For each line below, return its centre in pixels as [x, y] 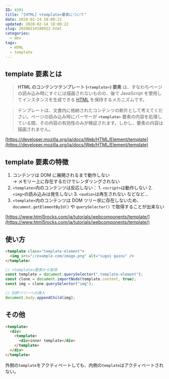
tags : [11, 43]
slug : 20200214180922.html [34, 29]
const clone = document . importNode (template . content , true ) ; [71, 279]
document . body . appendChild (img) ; [40, 298]
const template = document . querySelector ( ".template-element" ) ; [74, 274]
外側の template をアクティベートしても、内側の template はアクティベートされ [84, 365]
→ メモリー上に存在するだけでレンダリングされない [66, 181]
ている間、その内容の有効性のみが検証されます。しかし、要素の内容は [90, 123]
